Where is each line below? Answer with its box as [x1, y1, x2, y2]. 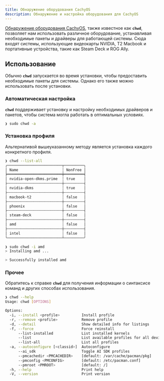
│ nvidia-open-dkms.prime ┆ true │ [5, 177, 86, 181]
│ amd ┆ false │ [5, 222, 86, 227]
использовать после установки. [5, 83, 72, 89]
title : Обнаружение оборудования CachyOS [5, 7, 91, 12]
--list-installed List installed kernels [18, 331, 130, 336]
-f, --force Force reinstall [9, 326, 115, 331]
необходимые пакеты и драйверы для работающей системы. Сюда [5, 35, 146, 41]
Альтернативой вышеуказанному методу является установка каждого [5, 143, 152, 149]
